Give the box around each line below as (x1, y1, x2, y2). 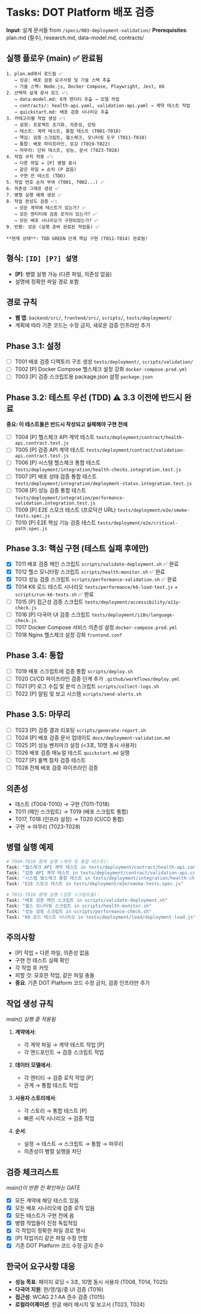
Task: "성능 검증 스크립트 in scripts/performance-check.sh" (6, 908, 152, 915)
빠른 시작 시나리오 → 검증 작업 (23, 1115, 95, 1122)
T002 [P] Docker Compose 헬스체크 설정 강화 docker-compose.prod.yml (14, 366, 187, 373)
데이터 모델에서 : (14, 1061, 52, 1069)
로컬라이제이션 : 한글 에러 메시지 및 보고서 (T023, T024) (14, 1301, 145, 1308)
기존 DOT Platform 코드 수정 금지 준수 (14, 1242, 104, 1249)
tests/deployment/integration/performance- (14, 495, 126, 501)
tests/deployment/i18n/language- (92, 612, 175, 618)
